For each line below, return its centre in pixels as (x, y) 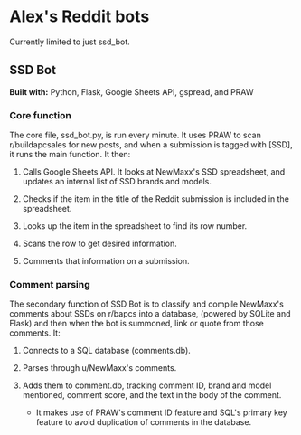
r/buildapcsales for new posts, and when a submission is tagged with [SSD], (151, 145)
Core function (41, 115)
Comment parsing (50, 284)
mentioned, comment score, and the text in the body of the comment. (152, 395)
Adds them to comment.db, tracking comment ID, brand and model (147, 385)
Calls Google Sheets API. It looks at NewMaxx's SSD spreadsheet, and (154, 172)
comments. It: (35, 333)
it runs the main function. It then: (70, 155)
